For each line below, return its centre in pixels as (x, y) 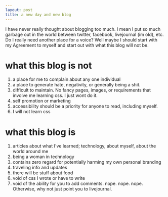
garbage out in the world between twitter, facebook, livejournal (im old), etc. (85, 34)
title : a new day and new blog (38, 15)
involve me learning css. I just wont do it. (55, 95)
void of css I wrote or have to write (49, 178)
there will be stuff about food (43, 173)
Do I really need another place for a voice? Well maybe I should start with (81, 40)
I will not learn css (31, 112)
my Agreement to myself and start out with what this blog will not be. (77, 45)
